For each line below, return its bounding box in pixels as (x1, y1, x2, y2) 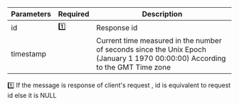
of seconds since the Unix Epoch (95, 45, 206, 54)
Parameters (11, 9, 51, 18)
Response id (95, 23, 138, 33)
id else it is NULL (7, 92, 57, 99)
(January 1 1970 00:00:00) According (95, 53, 226, 63)
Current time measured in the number (95, 35, 222, 45)
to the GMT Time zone (95, 62, 171, 72)
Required (58, 9, 90, 18)
